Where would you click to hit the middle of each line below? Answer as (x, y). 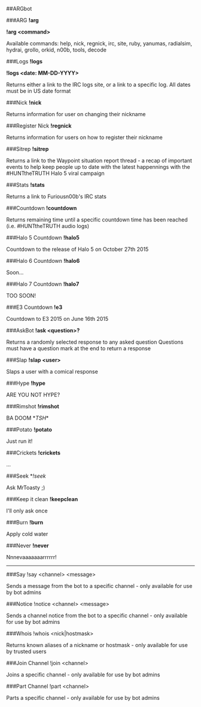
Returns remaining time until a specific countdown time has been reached (97, 220)
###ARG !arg (22, 20)
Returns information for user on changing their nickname (76, 114)
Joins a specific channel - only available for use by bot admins (83, 675)
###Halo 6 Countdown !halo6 (43, 261)
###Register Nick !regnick (39, 126)
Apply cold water (27, 534)
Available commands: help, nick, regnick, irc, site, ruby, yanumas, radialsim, (99, 43)
